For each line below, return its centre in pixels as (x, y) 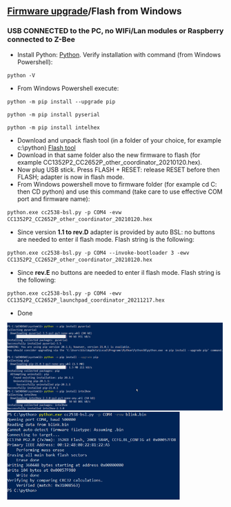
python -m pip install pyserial (53, 114)
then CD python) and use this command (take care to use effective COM (120, 192)
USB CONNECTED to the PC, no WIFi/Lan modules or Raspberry (115, 31)
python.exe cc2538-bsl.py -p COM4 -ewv (64, 293)
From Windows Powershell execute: (68, 88)
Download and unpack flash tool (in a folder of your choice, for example (119, 140)
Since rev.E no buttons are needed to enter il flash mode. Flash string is (119, 272)
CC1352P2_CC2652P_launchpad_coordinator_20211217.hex (86, 300)
